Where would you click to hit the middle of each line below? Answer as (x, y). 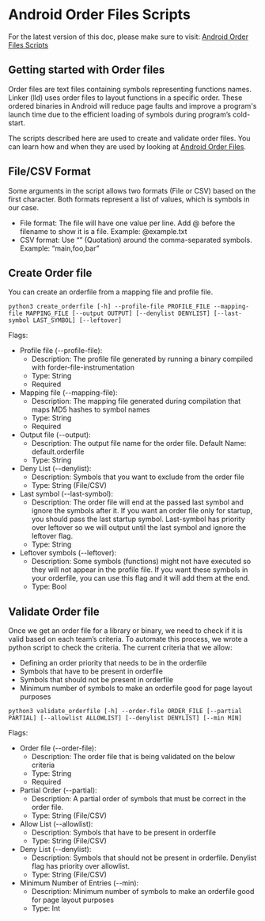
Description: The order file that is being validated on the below (133, 757)
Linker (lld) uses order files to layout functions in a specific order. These (125, 98)
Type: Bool (49, 587)
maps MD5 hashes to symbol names (91, 409)
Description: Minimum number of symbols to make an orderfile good (143, 892)
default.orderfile (58, 452)
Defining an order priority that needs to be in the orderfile (113, 663)
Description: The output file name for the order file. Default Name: (139, 443)
